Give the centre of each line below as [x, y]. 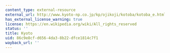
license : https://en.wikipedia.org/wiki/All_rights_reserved [71, 24]
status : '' [17, 29]
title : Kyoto [19, 33]
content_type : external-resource [40, 10]
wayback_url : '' [22, 43]
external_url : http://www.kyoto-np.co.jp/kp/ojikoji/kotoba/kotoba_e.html [86, 15]
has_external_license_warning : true [44, 19]
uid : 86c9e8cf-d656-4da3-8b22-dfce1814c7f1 [52, 38]
